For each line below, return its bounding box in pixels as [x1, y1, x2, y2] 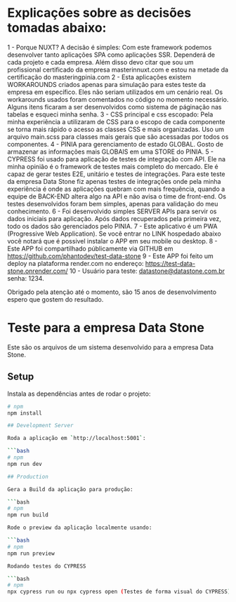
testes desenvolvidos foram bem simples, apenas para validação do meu [7, 199, 218, 208]
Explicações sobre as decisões [7, 5, 192, 21]
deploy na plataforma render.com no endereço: [7, 259, 144, 267]
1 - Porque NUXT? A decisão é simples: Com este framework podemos [7, 43, 212, 51]
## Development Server [7, 422, 74, 429]
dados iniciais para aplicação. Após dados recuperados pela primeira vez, [7, 214, 221, 222]
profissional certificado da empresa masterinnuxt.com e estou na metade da [7, 65, 229, 74]
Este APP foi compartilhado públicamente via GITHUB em [7, 244, 173, 253]
